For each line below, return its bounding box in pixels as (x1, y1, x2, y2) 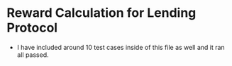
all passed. (16, 51, 49, 59)
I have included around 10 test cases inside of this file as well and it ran (16, 43, 225, 51)
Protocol (6, 20, 58, 36)
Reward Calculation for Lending (6, 5, 197, 21)
